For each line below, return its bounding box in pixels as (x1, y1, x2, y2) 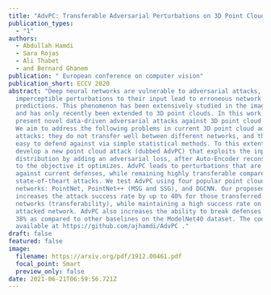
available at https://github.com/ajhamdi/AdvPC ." (15, 222, 190, 230)
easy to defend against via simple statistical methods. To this (15, 139, 240, 148)
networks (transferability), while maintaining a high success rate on (15, 200, 262, 208)
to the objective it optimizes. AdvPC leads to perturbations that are (15, 162, 262, 171)
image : (8, 245, 31, 253)
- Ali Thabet (15, 57, 60, 65)
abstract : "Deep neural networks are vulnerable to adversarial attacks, (8, 86, 262, 95)
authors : (8, 34, 38, 43)
